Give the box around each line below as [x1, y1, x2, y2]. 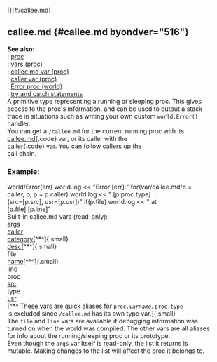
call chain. [7, 149, 37, 157]
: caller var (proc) [7, 74, 57, 83]
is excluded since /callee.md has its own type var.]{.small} [7, 309, 176, 318]
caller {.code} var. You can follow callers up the [7, 142, 142, 150]
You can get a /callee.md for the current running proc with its [7, 126, 185, 135]
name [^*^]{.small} [7, 257, 59, 266]
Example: [7, 166, 40, 176]
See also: [7, 45, 35, 53]
